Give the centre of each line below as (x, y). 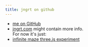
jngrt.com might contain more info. (48, 29)
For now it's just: (29, 34)
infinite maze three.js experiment (46, 39)
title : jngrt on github (30, 10)
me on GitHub (27, 23)
